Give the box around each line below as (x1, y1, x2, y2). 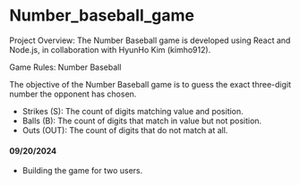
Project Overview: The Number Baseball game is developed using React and (9, 35, 291, 46)
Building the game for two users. (21, 165, 143, 176)
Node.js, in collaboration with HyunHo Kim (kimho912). (9, 44, 211, 55)
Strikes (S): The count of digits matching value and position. (21, 105, 244, 116)
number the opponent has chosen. (9, 88, 137, 99)
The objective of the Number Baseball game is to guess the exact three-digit (9, 79, 292, 89)
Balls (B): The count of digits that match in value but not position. (21, 115, 262, 126)
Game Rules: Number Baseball (9, 62, 122, 72)
